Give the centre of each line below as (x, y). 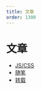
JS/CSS (25, 66)
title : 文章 (20, 12)
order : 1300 (21, 17)
